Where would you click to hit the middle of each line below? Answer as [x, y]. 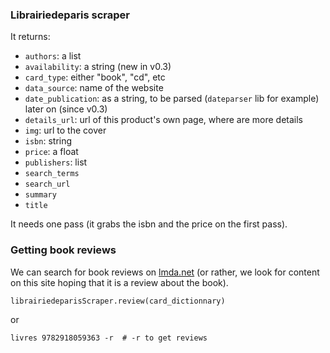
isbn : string [48, 141]
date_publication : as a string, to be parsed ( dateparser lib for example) [172, 99]
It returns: [30, 37]
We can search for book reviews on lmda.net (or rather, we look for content [165, 272]
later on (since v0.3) [66, 109]
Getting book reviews [63, 250]
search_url [47, 184]
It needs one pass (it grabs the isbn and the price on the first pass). [149, 224]
